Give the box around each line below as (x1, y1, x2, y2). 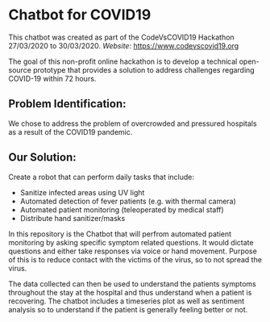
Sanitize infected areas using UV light (19, 187, 145, 197)
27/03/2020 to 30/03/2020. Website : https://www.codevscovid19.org (8, 40, 239, 50)
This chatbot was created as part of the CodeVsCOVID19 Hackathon (8, 32, 235, 42)
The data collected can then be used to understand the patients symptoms (8, 278, 256, 288)
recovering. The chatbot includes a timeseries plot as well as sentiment (8, 296, 245, 306)
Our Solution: (8, 151, 77, 165)
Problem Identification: (8, 97, 127, 111)
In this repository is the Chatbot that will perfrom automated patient (8, 228, 232, 239)
